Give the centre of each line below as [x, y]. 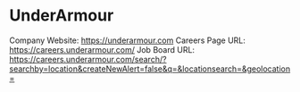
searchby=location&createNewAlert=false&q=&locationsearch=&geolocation [150, 69]
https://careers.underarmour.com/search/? [88, 59]
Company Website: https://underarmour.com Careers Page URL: [127, 40]
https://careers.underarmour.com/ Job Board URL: [102, 49]
